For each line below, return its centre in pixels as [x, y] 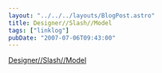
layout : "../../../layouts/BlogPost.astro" [82, 15]
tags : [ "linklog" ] [39, 30]
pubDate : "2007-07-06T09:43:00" [62, 38]
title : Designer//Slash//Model [60, 23]
